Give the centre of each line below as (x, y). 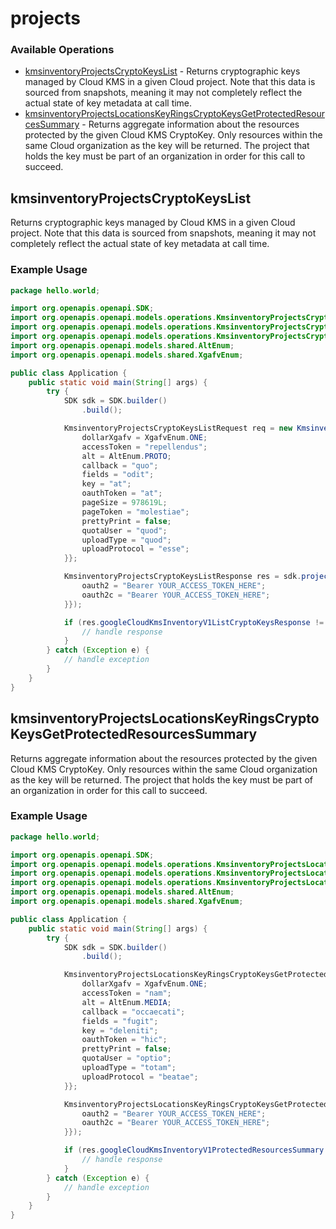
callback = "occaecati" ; (133, 1012)
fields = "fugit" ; (120, 1021)
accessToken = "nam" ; (126, 993)
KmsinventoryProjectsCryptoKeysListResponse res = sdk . (182, 577)
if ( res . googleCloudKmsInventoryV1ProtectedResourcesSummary (194, 1150)
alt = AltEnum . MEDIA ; (126, 1002)
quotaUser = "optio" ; (126, 1058)
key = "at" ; (106, 484)
